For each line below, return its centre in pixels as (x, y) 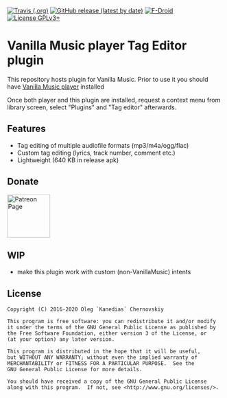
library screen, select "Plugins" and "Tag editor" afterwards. (92, 107)
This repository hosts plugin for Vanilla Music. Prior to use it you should (108, 79)
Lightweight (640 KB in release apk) (68, 160)
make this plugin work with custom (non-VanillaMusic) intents (104, 272)
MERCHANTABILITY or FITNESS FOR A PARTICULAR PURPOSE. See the (101, 364)
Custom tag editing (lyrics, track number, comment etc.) (96, 153)
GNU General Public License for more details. (75, 370)
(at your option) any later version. (61, 340)
